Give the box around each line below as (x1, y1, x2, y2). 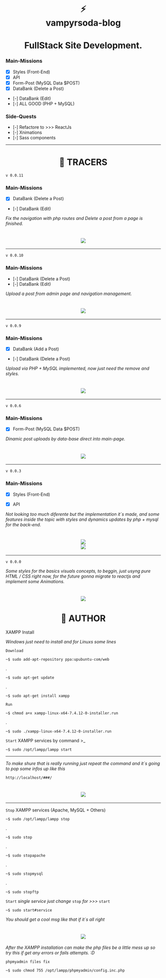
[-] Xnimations (12, 129, 42, 135)
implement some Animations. (5, 578, 65, 584)
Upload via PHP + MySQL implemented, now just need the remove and (5, 366, 150, 372)
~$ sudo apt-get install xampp (5, 693, 70, 698)
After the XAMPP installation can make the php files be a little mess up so (5, 944, 156, 950)
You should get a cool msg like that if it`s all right (5, 916, 105, 922)
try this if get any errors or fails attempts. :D (5, 949, 95, 956)
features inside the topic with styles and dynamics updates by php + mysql (5, 516, 159, 522)
